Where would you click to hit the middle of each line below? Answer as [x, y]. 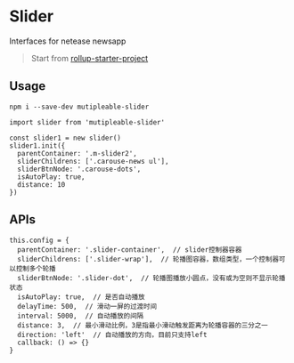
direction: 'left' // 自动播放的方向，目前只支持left [112, 335]
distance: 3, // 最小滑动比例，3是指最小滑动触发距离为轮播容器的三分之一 [143, 325]
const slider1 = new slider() [65, 138]
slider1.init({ [37, 145]
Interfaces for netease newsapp [68, 41]
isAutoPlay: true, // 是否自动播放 [81, 297]
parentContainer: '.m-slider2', [78, 153]
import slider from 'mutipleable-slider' [87, 122]
